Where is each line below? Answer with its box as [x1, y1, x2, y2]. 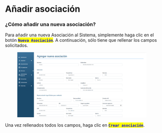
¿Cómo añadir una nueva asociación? [5, 21, 96, 28]
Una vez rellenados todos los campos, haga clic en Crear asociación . [5, 122, 145, 128]
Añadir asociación [5, 3, 81, 15]
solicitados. [5, 43, 28, 49]
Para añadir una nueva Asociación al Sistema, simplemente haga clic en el [5, 32, 154, 38]
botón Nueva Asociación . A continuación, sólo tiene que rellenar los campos [5, 37, 157, 43]
